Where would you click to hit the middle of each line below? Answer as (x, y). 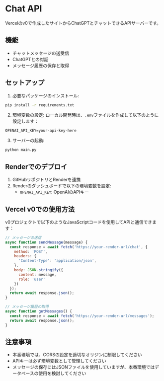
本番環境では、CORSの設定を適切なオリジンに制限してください (77, 355)
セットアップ (25, 83)
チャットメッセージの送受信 (41, 53)
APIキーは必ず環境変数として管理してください (59, 361)
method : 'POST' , (31, 251)
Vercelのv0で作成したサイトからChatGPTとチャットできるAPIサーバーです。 (83, 23)
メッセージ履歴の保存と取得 (41, 66)
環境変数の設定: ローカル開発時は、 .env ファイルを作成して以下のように (85, 115)
